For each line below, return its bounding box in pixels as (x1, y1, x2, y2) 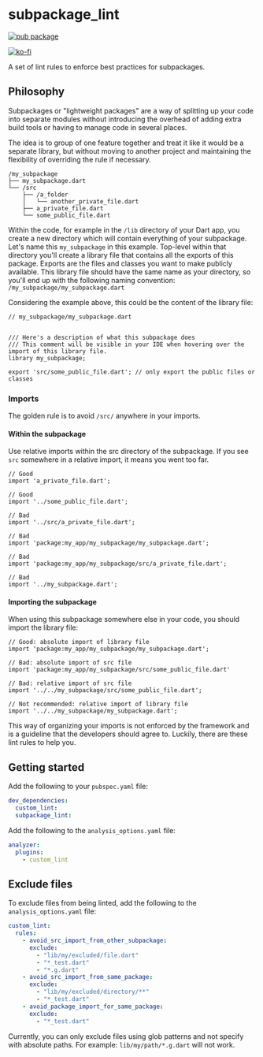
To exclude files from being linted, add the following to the (8, 899, 197, 908)
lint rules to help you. (8, 738, 76, 747)
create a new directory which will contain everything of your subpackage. (8, 233, 247, 243)
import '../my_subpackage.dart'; (8, 581, 118, 589)
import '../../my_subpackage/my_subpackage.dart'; (8, 707, 178, 715)
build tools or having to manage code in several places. (8, 122, 187, 132)
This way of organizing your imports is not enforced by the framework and (8, 721, 250, 731)
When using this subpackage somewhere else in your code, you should (8, 615, 240, 624)
